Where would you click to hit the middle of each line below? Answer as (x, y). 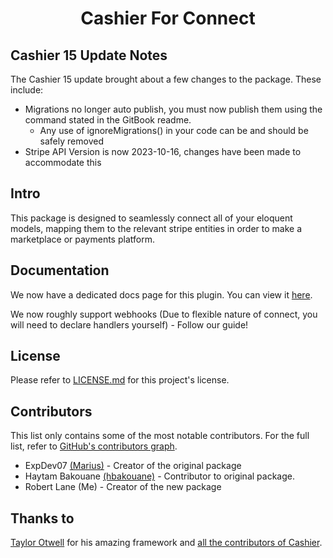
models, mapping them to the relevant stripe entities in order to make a (156, 228)
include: (27, 90)
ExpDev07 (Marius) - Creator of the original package (133, 466)
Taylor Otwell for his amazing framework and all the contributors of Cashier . (166, 543)
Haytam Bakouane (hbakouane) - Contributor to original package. (159, 476)
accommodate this (63, 162)
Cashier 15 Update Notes (89, 55)
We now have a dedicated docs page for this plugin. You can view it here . (161, 294)
